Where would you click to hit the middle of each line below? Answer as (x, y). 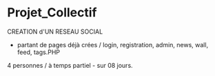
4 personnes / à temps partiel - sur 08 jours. (70, 65)
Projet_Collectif (52, 13)
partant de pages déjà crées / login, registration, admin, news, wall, (113, 45)
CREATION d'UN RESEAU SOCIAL (55, 31)
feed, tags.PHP (39, 52)
